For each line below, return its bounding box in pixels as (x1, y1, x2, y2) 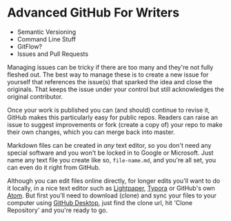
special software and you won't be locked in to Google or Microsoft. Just (7, 148, 214, 157)
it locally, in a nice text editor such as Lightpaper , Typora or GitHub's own (7, 184, 215, 192)
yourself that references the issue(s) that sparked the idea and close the (7, 77, 212, 86)
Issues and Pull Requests (17, 50, 88, 58)
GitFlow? (17, 42, 43, 50)
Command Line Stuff (17, 35, 76, 43)
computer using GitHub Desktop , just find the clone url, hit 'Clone (7, 198, 193, 206)
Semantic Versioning (17, 28, 77, 36)
